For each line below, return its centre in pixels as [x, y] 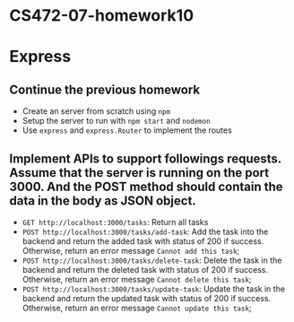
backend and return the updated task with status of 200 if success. [147, 298]
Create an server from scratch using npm [96, 111]
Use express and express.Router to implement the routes [127, 130]
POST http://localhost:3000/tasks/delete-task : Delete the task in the [152, 260]
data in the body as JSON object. [103, 200]
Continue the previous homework [105, 89]
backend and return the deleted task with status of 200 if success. [145, 270]
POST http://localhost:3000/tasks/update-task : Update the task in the [153, 289]
